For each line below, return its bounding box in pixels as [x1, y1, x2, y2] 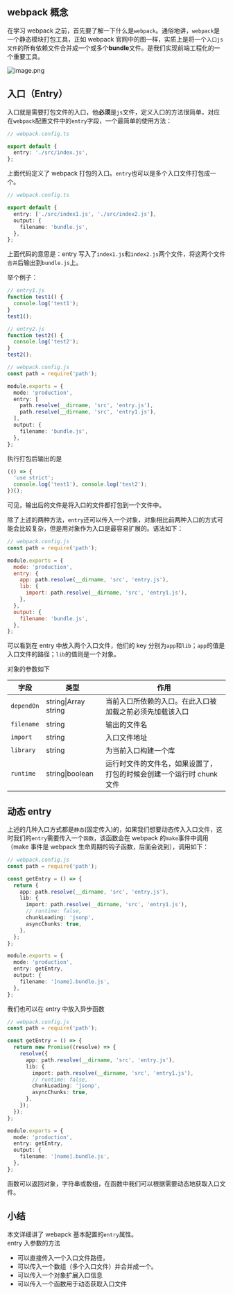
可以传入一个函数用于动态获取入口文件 [17, 1279, 127, 1288]
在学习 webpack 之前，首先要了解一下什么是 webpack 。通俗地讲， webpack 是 [7, 26, 221, 35]
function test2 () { [7, 332, 64, 339]
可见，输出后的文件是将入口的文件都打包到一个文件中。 [7, 501, 165, 509]
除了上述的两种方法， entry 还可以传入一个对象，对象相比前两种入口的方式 [7, 516, 217, 524]
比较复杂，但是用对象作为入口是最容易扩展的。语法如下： [19, 525, 184, 532]
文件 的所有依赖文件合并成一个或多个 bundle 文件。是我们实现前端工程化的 [7, 44, 215, 52]
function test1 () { [7, 293, 64, 300]
